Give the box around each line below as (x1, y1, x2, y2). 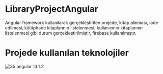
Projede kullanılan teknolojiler (5, 48, 129, 58)
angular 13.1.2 (16, 63, 44, 69)
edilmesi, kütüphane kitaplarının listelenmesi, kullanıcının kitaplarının (5, 25, 143, 30)
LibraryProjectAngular (5, 3, 98, 15)
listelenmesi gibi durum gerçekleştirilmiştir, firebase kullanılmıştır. (5, 30, 136, 36)
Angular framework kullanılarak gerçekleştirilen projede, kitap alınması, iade (5, 20, 158, 25)
